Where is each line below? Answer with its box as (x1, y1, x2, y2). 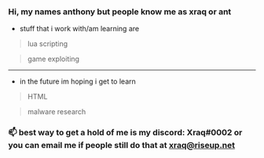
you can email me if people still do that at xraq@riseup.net (8, 140, 236, 151)
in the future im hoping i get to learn (19, 77, 136, 86)
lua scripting (27, 39, 68, 48)
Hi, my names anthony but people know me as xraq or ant (8, 6, 232, 17)
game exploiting (27, 54, 80, 64)
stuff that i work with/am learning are (19, 24, 140, 34)
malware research (27, 107, 86, 117)
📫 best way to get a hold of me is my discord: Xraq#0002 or (8, 127, 243, 138)
